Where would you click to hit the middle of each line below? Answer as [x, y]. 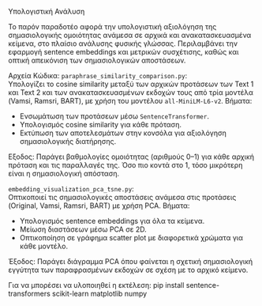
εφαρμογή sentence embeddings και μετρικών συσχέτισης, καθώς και [124, 52]
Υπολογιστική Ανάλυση [47, 11]
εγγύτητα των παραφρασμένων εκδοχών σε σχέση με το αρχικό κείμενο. [128, 270]
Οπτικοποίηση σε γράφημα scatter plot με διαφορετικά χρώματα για [131, 238]
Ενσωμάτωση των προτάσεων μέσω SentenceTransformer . [114, 116]
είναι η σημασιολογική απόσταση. [64, 174]
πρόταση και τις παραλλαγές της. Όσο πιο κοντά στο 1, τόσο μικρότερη [125, 165]
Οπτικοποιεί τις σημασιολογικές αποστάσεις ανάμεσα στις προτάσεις [122, 197]
